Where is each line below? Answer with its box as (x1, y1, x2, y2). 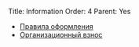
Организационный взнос (19, 31, 103, 39)
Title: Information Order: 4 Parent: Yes (8, 7, 131, 16)
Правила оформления (19, 22, 94, 31)
